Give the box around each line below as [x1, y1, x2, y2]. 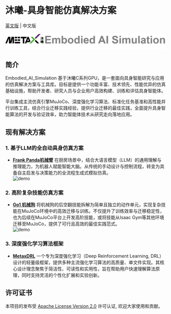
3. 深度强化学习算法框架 [5, 240, 64, 248]
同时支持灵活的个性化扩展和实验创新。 [21, 272, 102, 278]
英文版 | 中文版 [5, 22, 37, 29]
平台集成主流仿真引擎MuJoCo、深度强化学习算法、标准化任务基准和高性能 [5, 99, 161, 105]
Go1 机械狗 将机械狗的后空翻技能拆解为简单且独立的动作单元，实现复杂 [12, 202, 161, 208]
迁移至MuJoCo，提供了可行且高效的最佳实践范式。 [12, 221, 120, 227]
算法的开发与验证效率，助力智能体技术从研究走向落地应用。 [9, 111, 135, 117]
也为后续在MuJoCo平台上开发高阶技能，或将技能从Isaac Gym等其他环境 [12, 214, 164, 221]
